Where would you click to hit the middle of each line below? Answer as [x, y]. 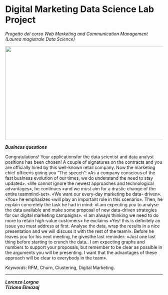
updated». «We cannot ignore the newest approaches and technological [79, 183]
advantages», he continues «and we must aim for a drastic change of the [80, 188]
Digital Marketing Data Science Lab [79, 9]
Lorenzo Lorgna [22, 282]
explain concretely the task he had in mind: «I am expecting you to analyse [82, 204]
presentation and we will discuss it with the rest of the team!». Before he [79, 231]
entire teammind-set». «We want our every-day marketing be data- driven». [83, 194]
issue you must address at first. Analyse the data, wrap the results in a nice [82, 226]
